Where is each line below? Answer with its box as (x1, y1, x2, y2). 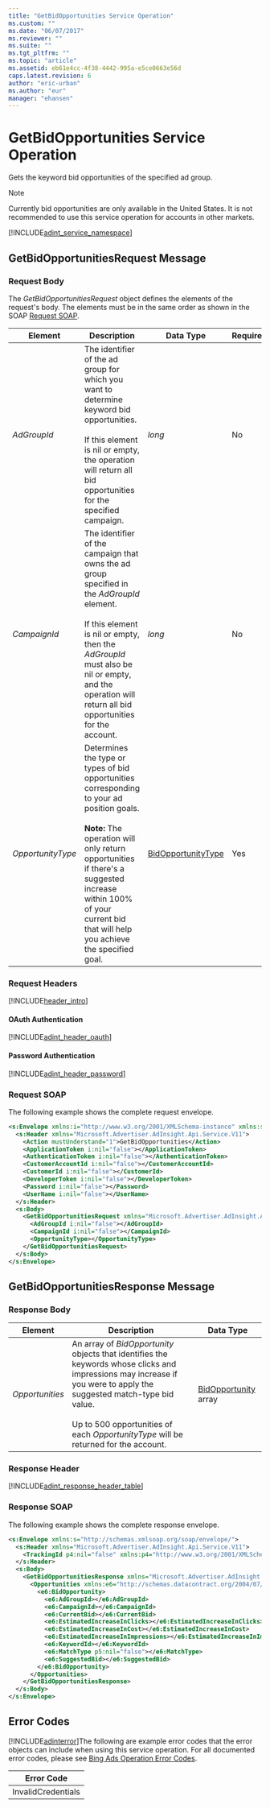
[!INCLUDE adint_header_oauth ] (8, 1032, 112, 1042)
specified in (84, 577, 129, 589)
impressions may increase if (72, 1368, 178, 1380)
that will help (84, 923, 133, 934)
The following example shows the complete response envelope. (8, 1520, 219, 1529)
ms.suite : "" (8, 42, 52, 50)
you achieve (84, 933, 130, 945)
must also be (84, 658, 133, 669)
